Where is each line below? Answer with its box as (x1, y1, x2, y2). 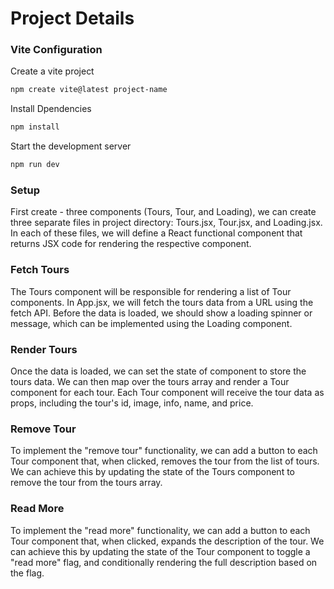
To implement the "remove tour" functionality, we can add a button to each (10, 445, 318, 457)
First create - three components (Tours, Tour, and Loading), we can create (10, 206, 317, 218)
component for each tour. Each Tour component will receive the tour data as (10, 387, 325, 398)
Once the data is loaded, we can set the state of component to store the (10, 365, 307, 377)
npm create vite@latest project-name (10, 85, 168, 95)
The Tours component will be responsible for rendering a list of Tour (10, 285, 292, 297)
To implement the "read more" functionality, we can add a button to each (10, 524, 311, 536)
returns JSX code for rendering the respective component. (10, 238, 252, 250)
